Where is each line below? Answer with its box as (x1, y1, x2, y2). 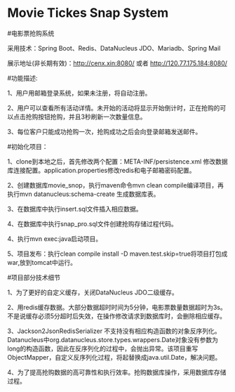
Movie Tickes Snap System (7, 5, 169, 21)
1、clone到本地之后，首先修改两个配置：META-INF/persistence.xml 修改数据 (7, 157, 228, 166)
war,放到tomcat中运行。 (7, 258, 77, 266)
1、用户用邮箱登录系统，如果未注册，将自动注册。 (7, 89, 152, 97)
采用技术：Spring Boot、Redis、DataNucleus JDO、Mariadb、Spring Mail (7, 44, 221, 52)
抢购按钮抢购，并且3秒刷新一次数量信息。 (25, 112, 147, 121)
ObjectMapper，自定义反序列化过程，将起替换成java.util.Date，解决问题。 (7, 353, 222, 361)
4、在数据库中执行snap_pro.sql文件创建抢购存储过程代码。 (7, 219, 177, 228)
